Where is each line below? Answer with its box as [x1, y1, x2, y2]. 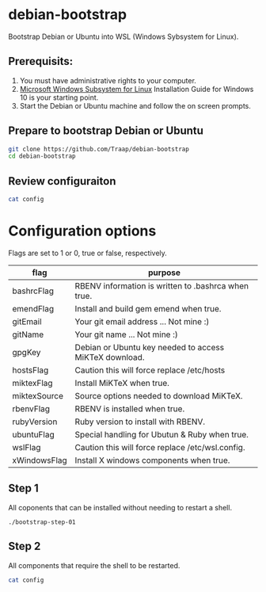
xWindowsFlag [12, 454, 67, 465]
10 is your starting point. [19, 93, 99, 102]
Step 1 [8, 482, 40, 495]
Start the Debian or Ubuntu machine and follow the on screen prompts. [19, 101, 252, 110]
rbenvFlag [12, 403, 50, 414]
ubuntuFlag [12, 429, 55, 440]
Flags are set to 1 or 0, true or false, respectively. [8, 248, 168, 258]
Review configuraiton [8, 174, 116, 188]
